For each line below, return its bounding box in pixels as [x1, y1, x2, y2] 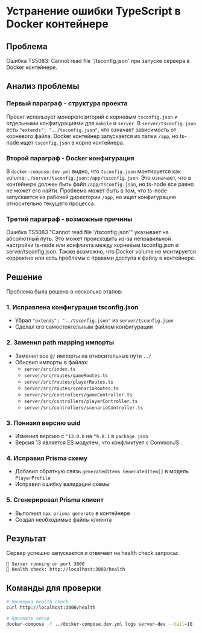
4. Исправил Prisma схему [6, 454, 88, 462]
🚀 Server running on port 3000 [6, 561, 85, 567]
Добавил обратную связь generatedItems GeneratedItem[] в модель [14, 468, 189, 475]
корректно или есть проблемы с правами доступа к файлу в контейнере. [6, 254, 196, 261]
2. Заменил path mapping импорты [6, 338, 115, 347]
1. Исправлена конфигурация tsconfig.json [6, 303, 139, 312]
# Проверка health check [6, 599, 69, 605]
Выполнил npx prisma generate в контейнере [14, 510, 131, 517]
